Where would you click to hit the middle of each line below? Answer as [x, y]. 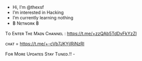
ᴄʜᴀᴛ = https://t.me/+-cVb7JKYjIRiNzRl [45, 44]
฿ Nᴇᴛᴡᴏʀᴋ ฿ [25, 23]
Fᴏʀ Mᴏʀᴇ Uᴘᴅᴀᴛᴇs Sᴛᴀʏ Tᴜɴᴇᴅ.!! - [40, 54]
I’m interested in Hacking [38, 12]
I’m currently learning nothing [43, 18]
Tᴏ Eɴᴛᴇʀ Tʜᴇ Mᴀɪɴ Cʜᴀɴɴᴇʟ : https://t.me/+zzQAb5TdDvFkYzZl [71, 33]
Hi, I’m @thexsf [28, 7]
